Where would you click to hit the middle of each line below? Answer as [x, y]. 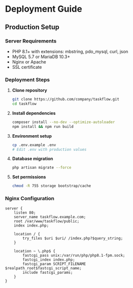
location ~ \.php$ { [35, 251]
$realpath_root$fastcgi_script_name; [43, 268]
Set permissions [29, 177]
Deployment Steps [28, 80]
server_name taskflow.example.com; [50, 217]
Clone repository [29, 90]
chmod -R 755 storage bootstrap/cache [51, 186]
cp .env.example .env [34, 145]
